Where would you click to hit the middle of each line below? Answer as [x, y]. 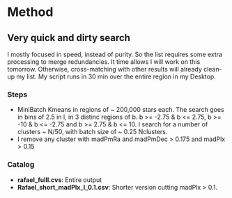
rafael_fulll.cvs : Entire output [60, 180]
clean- [212, 69]
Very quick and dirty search [69, 38]
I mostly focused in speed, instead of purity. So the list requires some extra [115, 54]
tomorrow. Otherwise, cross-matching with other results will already [105, 69]
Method [30, 12]
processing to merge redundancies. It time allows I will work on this [104, 62]
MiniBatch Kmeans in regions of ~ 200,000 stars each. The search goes [121, 110]
